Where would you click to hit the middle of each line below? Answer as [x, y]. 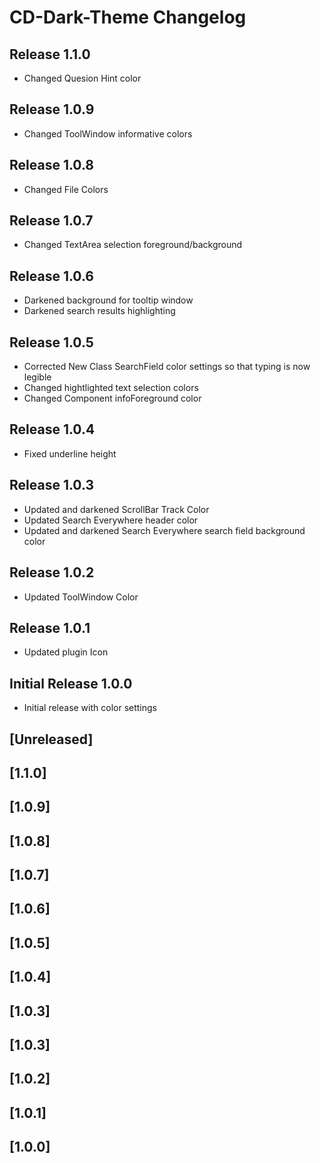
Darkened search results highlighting [99, 311]
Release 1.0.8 [51, 165]
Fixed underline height [70, 453]
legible [37, 377]
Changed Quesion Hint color [82, 78]
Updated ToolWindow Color [81, 597]
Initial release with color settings [90, 708]
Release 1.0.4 [52, 429]
